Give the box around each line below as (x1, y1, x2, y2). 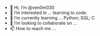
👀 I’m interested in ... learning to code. (9, 10, 88, 16)
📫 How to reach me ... (9, 26, 56, 31)
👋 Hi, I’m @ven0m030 (9, 5, 54, 10)
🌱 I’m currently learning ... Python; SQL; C (9, 15, 95, 20)
